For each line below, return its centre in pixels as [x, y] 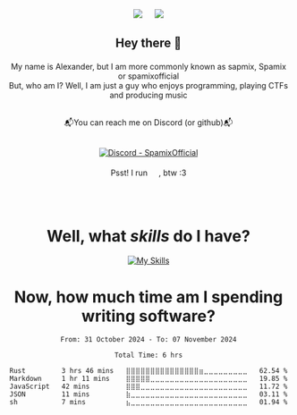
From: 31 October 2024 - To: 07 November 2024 [148, 340]
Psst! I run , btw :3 [148, 173]
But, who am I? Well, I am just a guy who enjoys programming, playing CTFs [148, 86]
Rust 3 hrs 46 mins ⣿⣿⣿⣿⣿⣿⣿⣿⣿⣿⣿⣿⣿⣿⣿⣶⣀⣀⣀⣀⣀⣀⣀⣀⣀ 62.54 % [148, 371]
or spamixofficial [148, 76]
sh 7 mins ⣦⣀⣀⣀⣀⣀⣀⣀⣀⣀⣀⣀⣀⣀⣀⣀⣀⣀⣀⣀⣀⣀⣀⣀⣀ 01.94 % [148, 402]
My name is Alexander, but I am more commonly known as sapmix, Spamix [148, 67]
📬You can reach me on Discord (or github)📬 [148, 123]
